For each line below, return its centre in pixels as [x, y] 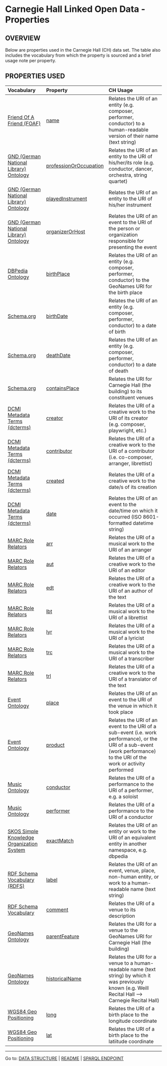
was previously [126, 981]
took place [121, 712]
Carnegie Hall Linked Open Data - [75, 9]
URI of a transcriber [131, 658]
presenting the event [133, 247]
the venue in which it [133, 706]
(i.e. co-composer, [131, 457]
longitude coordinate [133, 1021]
